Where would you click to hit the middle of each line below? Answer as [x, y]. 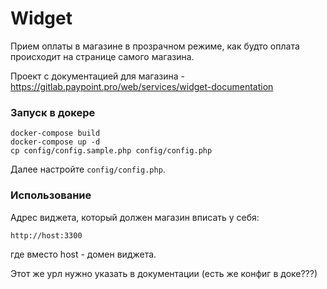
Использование [51, 195]
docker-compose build [55, 133]
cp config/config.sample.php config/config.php [111, 151]
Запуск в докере [53, 112]
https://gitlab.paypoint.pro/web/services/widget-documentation [142, 86]
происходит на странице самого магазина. [102, 56]
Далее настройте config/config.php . [88, 169]
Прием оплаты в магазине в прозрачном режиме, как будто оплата [155, 46]
